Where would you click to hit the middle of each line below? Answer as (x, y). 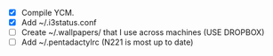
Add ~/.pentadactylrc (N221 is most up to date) (107, 42)
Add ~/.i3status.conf (59, 23)
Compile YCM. (48, 13)
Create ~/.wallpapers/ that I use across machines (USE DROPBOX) (143, 32)
